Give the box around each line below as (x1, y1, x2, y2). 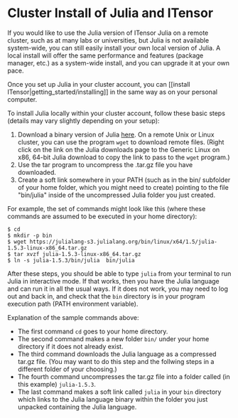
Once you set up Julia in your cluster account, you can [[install (7, 80, 190, 88)
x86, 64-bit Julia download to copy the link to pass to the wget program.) (17, 153, 230, 161)
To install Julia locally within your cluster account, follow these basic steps (7, 109, 226, 117)
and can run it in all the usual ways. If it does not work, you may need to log (7, 284, 229, 293)
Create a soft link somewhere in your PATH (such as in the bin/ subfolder (17, 176, 231, 184)
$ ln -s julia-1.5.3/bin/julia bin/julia (7, 257, 135, 264)
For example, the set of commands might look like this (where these (7, 204, 206, 213)
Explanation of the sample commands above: (7, 313, 139, 321)
